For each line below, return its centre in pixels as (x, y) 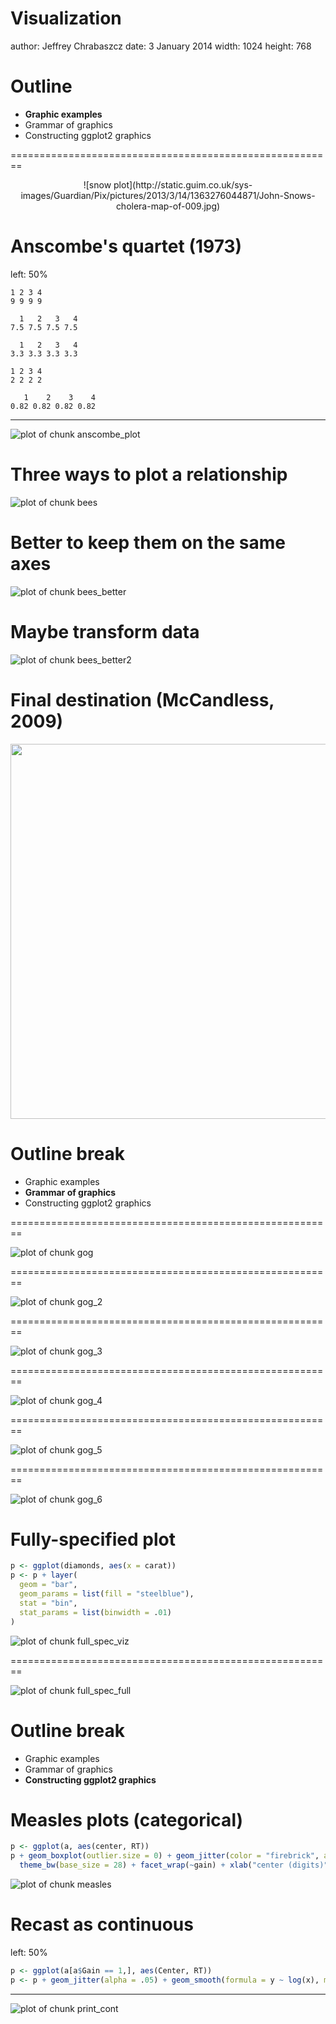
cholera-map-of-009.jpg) (168, 206)
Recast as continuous (102, 1924)
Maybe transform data (105, 631)
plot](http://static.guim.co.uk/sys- (183, 184)
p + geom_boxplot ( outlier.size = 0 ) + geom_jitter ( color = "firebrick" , (165, 1856)
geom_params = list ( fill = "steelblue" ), (107, 1594)
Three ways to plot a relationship (149, 474)
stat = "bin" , (48, 1603)
